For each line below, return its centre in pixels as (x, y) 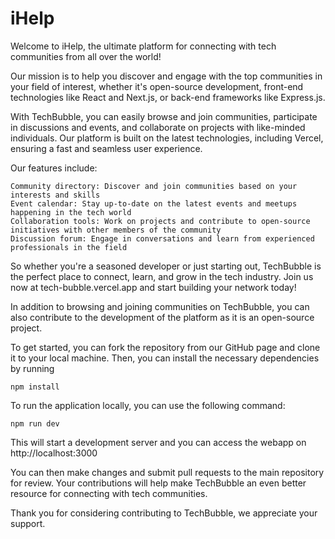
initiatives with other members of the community (116, 230)
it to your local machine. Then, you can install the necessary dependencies (165, 358)
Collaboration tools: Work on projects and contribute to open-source (160, 221)
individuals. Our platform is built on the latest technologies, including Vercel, (167, 138)
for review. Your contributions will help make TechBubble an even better (158, 483)
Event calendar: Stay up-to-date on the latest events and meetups (154, 203)
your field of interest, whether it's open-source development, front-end (157, 86)
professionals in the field (69, 247)
